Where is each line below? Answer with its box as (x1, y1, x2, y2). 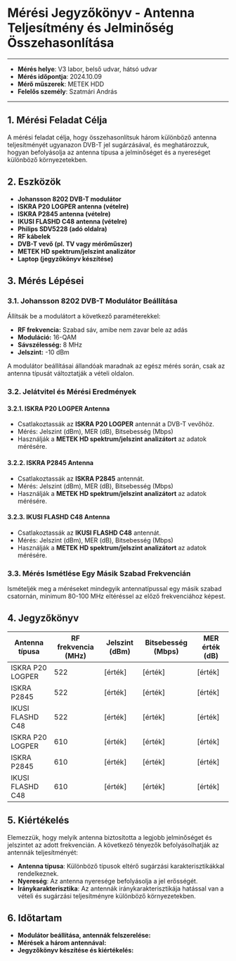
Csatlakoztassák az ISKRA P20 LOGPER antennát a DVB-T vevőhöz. (17, 420, 214, 428)
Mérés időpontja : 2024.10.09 (17, 72, 102, 80)
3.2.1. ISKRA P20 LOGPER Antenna (7, 404, 110, 413)
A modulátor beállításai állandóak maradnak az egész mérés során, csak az (7, 361, 225, 371)
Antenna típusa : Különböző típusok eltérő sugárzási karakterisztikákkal (17, 862, 225, 870)
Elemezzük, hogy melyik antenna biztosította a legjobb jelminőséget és (7, 833, 213, 841)
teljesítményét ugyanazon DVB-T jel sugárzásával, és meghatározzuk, (7, 140, 209, 149)
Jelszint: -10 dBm (17, 348, 70, 356)
